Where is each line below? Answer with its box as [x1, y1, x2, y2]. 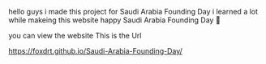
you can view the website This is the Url [8, 31, 142, 40]
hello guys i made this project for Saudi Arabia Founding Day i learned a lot [8, 7, 258, 16]
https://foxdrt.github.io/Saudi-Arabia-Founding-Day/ [8, 46, 182, 55]
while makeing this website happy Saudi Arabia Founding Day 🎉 [8, 15, 221, 25]
